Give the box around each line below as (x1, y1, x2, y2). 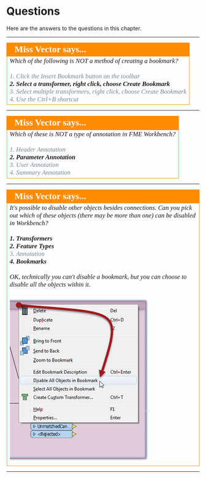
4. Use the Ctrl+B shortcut (9, 95, 79, 103)
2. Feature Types (9, 242, 54, 250)
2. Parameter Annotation (9, 153, 75, 161)
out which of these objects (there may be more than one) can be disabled (9, 211, 196, 219)
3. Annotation (9, 250, 45, 258)
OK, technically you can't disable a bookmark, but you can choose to (9, 272, 187, 280)
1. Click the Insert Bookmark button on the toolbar (9, 72, 140, 80)
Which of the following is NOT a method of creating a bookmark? (9, 56, 179, 65)
